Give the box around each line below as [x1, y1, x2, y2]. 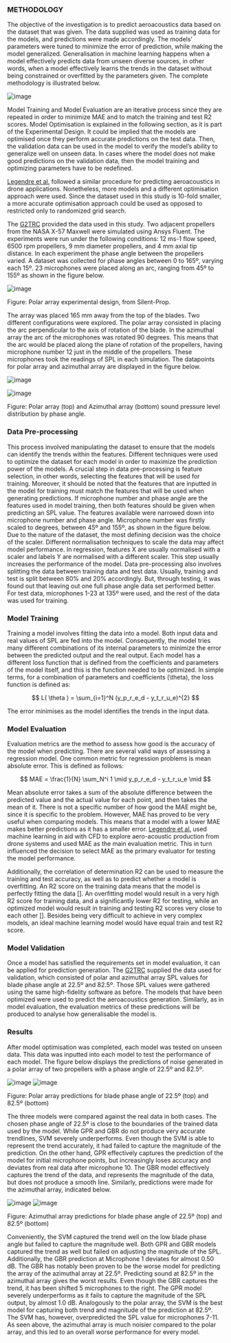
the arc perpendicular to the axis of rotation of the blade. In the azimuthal [7, 326, 214, 335]
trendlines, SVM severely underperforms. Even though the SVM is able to [7, 1134, 214, 1142]
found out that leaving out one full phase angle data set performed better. [7, 582, 215, 590]
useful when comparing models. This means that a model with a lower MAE [7, 818, 221, 826]
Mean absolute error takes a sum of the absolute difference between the [7, 788, 213, 796]
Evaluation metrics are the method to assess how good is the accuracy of [7, 740, 215, 748]
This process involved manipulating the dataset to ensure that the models [7, 443, 215, 451]
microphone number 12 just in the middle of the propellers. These [7, 348, 192, 356]
